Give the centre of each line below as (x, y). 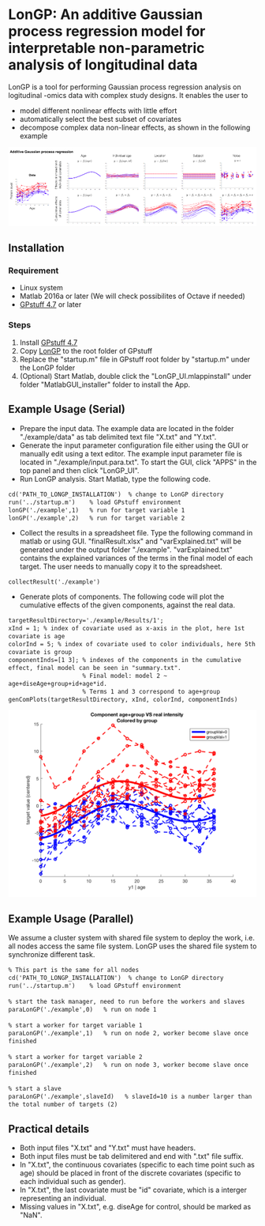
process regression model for (107, 31)
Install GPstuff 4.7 (49, 342)
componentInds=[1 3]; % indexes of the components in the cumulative (125, 660)
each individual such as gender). (73, 1182)
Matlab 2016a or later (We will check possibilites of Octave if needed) (132, 296)
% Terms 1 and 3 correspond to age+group (151, 691)
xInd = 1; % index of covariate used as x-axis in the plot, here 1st (127, 628)
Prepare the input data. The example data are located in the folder (127, 428)
